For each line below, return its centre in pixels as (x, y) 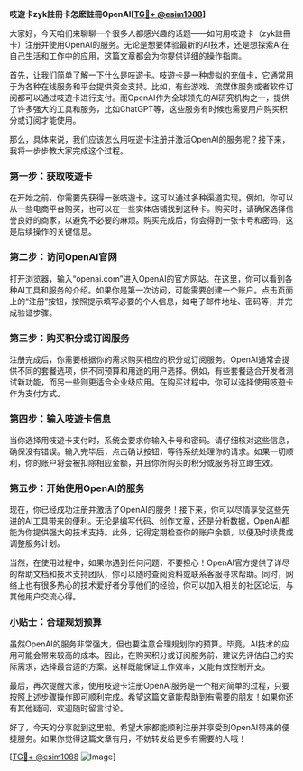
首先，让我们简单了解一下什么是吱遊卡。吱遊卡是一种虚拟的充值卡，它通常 (147, 75)
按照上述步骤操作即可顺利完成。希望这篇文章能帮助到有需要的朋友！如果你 (147, 697)
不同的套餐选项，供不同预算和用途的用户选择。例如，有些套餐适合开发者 (151, 370)
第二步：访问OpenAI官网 (63, 257)
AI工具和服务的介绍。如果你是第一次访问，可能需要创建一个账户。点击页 (151, 290)
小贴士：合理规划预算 (55, 622)
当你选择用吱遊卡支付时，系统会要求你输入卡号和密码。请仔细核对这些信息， (151, 441)
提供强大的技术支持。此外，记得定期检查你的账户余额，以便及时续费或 (163, 533)
